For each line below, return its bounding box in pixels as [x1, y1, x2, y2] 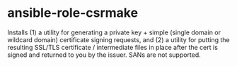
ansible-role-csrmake [7, 5, 139, 21]
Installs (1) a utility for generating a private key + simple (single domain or [7, 28, 221, 37]
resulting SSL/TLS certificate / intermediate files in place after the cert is [7, 43, 218, 51]
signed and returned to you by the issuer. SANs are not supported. [7, 51, 202, 59]
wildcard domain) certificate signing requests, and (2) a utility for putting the [7, 35, 230, 44]
